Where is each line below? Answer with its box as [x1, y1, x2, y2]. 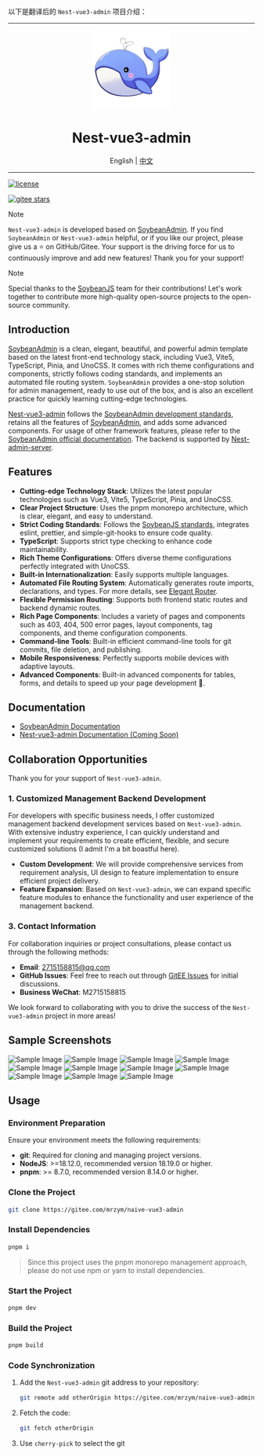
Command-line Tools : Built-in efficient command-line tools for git [19, 636, 232, 646]
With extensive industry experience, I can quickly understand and [8, 828, 220, 837]
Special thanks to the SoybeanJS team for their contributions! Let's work [8, 284, 243, 293]
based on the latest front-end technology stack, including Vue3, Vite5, [8, 352, 235, 361]
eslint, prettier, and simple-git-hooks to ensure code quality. [19, 528, 213, 537]
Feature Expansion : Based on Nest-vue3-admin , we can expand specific [19, 884, 251, 894]
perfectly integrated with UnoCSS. [19, 561, 131, 571]
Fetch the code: [19, 1408, 70, 1418]
